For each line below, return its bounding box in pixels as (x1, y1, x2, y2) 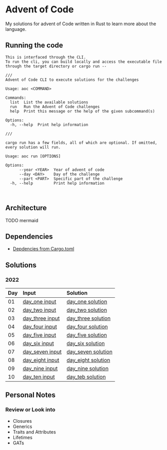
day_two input (23, 307, 57, 314)
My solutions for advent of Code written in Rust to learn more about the (5, 21, 157, 27)
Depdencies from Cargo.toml (12, 246, 75, 252)
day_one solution (66, 298, 107, 305)
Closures (12, 418, 32, 424)
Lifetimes (12, 434, 32, 440)
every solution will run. (5, 145, 61, 150)
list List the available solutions (10, 99, 88, 105)
